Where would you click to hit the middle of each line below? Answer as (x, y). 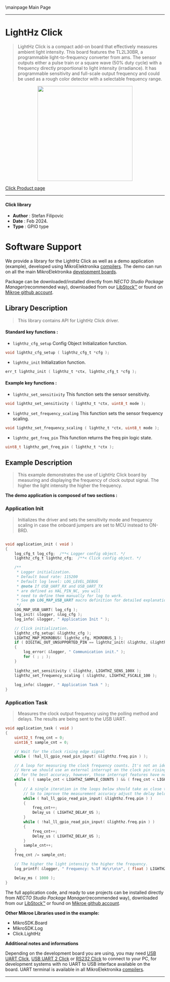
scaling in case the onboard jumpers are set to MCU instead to (83, 525)
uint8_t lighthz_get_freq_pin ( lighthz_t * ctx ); (60, 447)
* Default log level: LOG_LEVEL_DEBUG (57, 581)
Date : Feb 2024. (30, 221)
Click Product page (25, 188)
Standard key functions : (32, 332)
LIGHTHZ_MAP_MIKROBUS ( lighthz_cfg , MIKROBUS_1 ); (69, 638)
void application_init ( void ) (39, 544)
